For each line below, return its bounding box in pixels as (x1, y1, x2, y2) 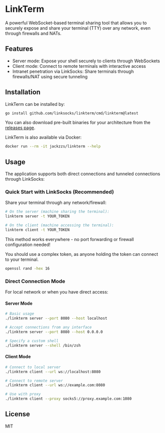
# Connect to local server (5, 365, 61, 370)
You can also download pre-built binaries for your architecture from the (5, 120, 151, 126)
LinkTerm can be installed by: (5, 101, 65, 107)
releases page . (5, 125, 36, 131)
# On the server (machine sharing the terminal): (5, 209, 110, 214)
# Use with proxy (5, 392, 41, 397)
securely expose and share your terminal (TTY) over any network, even (5, 25, 151, 31)
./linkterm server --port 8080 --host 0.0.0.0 (5, 329, 103, 335)
